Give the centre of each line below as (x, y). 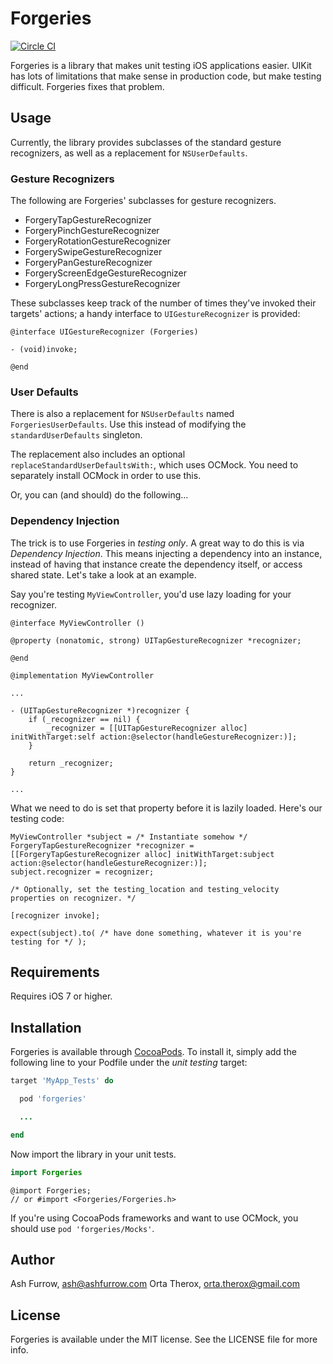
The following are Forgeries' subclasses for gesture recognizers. (143, 201)
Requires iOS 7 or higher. (61, 996)
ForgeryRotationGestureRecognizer (98, 241)
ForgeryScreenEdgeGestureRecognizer (106, 273)
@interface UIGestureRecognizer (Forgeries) (104, 332)
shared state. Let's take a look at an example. (103, 574)
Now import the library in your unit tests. (93, 1154)
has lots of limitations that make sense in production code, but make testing (166, 76)
